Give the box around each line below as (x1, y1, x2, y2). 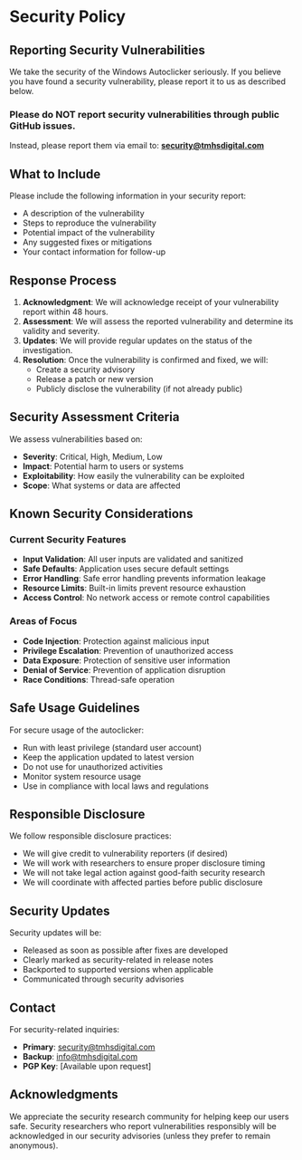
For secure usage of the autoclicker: (9, 724, 145, 735)
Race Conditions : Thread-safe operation (22, 674, 175, 685)
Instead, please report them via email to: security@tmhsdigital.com (9, 140, 265, 151)
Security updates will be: (9, 927, 102, 938)
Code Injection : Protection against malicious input (22, 636, 210, 647)
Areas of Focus (9, 615, 78, 628)
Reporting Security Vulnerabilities (9, 43, 206, 58)
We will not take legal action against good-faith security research (22, 868, 266, 878)
